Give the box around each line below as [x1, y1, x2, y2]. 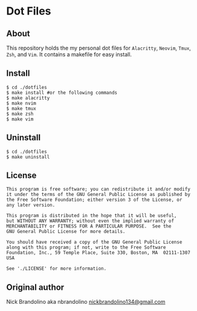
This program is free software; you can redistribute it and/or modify [6, 186, 190, 192]
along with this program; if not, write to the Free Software [6, 244, 166, 250]
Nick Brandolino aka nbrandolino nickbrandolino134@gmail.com [6, 298, 166, 306]
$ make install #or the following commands [6, 90, 118, 96]
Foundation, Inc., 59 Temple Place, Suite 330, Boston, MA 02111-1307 [6, 250, 190, 256]
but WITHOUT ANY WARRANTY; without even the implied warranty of [6, 218, 174, 224]
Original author [6, 282, 65, 292]
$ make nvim [6, 100, 36, 106]
